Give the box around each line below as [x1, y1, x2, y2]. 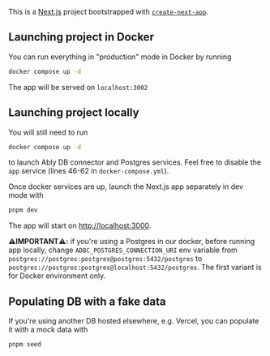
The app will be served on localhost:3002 [8, 82, 148, 92]
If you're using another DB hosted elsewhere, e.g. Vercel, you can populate [8, 316, 259, 326]
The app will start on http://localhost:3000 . [8, 221, 152, 230]
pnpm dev [8, 206, 38, 214]
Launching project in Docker [8, 30, 154, 44]
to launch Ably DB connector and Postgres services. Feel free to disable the [8, 157, 262, 167]
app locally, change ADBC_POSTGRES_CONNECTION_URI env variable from [8, 245, 238, 255]
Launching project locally [8, 105, 139, 120]
